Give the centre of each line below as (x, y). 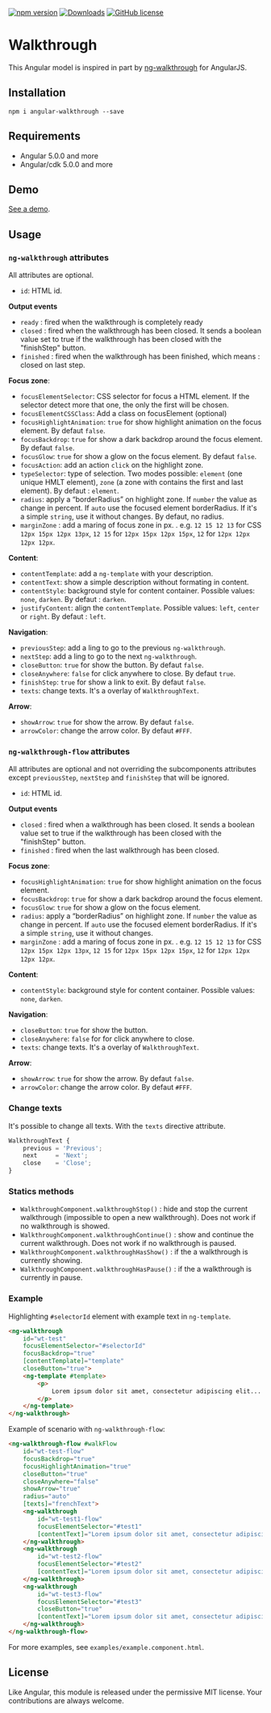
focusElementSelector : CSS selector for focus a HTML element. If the (135, 397)
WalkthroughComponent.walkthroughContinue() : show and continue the (137, 1235)
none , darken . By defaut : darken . (73, 600)
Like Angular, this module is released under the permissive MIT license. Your (135, 1692)
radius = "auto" (46, 1496)
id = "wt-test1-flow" (70, 1519)
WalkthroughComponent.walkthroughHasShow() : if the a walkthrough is (134, 1252)
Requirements (44, 136)
